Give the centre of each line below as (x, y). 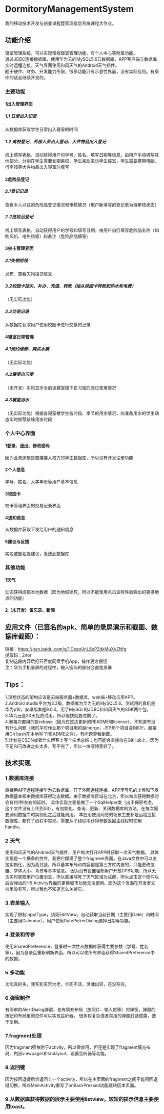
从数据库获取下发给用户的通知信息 (39, 530)
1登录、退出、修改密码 (28, 446)
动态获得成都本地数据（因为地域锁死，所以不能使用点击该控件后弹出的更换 (80, 592)
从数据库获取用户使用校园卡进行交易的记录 (48, 325)
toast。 (19, 1106)
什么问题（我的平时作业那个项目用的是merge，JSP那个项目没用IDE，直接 (83, 728)
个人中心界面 (20, 433)
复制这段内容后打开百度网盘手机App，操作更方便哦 (56, 661)
